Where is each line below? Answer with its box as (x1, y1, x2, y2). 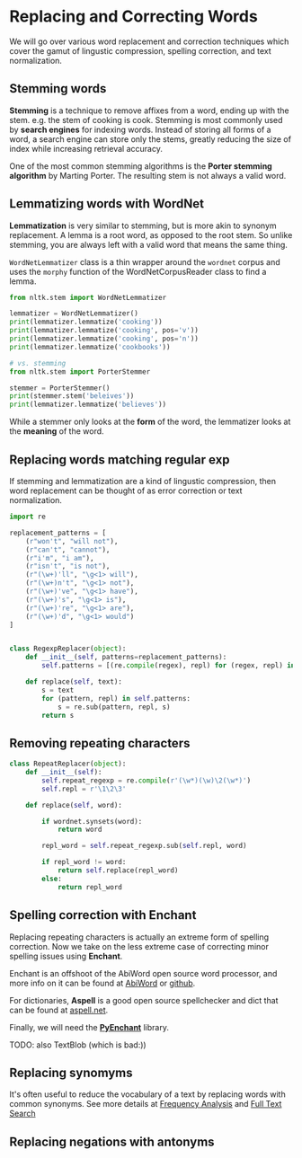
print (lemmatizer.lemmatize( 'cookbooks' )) (9, 342, 171, 351)
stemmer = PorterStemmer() (9, 384, 111, 393)
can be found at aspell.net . (9, 1004, 109, 1015)
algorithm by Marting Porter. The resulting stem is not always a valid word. (9, 170, 287, 181)
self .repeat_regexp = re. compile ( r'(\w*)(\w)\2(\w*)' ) (41, 775, 252, 785)
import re (9, 512, 47, 521)
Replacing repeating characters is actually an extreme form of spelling (9, 932, 270, 942)
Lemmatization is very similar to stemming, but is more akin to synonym (9, 220, 277, 231)
